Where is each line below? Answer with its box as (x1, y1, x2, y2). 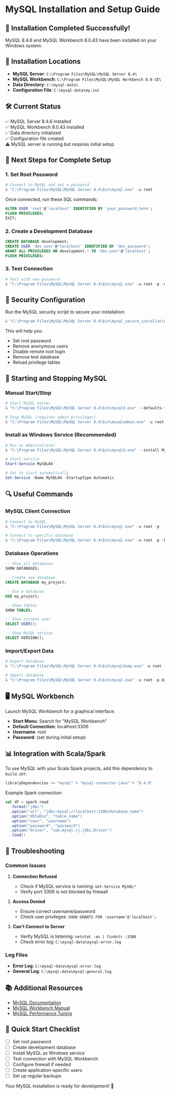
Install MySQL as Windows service (12, 1050, 85, 1056)
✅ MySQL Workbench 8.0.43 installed (5, 124, 84, 130)
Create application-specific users (12, 1067, 82, 1073)
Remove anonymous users (12, 343, 68, 349)
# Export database (5, 659, 44, 664)
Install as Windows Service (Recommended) (5, 431, 117, 438)
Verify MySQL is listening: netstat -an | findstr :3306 (20, 933, 137, 939)
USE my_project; (5, 593, 39, 599)
